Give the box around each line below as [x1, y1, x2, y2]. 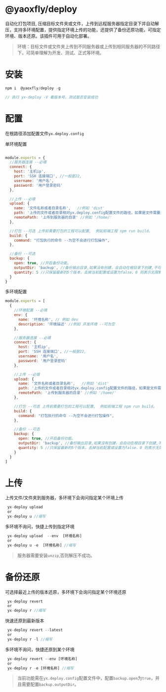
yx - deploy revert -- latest [7, 627, 63, 633]
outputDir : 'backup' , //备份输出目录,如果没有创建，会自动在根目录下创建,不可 [14, 265, 162, 270]
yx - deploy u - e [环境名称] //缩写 [7, 542, 76, 547]
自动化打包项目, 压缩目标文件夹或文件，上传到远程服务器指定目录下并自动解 [5, 20, 159, 26]
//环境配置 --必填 [14, 308, 47, 313]
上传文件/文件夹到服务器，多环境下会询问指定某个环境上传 [5, 495, 124, 501]
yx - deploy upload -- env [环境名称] [7, 534, 83, 538]
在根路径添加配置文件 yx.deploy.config [5, 130, 84, 136]
